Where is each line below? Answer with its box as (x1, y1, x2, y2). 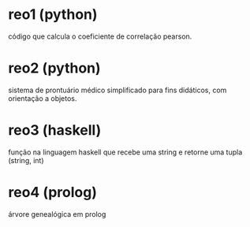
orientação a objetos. (8, 93, 77, 103)
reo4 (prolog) (8, 184, 97, 201)
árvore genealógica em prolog (8, 209, 106, 218)
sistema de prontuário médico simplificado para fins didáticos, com (8, 85, 227, 95)
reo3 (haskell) (8, 121, 102, 140)
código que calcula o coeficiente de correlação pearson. (8, 32, 192, 41)
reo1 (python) (8, 6, 98, 24)
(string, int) (8, 155, 45, 165)
